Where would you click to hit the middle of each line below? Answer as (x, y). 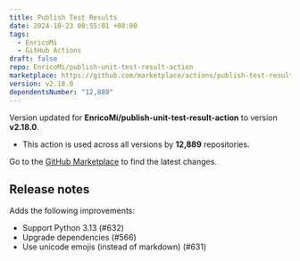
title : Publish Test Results (63, 17)
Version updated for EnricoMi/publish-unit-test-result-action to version (144, 118)
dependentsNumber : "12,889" (62, 92)
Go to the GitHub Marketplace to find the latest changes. (113, 161)
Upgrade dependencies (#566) (79, 238)
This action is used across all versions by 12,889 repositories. (136, 144)
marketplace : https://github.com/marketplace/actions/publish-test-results (153, 76)
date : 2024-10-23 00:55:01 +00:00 (74, 26)
